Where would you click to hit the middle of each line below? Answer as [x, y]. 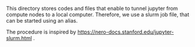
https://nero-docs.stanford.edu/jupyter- [126, 32]
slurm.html [19, 38]
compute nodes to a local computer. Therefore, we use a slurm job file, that [98, 15]
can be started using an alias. [42, 21]
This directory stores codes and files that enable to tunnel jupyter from [92, 8]
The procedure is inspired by [41, 32]
